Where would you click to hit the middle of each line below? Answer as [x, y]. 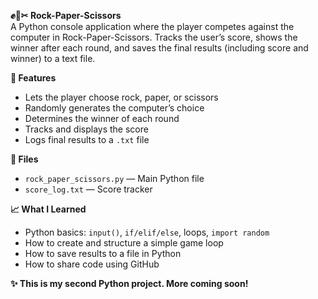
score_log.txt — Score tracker [88, 189]
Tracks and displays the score [86, 129]
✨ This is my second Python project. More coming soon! [129, 283]
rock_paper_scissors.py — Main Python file [114, 178]
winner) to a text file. [53, 58]
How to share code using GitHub [92, 264]
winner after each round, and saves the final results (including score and [159, 48]
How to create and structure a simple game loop [124, 243]
